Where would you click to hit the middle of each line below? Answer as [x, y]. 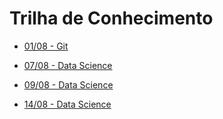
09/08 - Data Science [68, 84]
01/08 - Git [46, 46]
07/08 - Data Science [68, 65]
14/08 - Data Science [67, 104]
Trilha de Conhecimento [111, 18]
